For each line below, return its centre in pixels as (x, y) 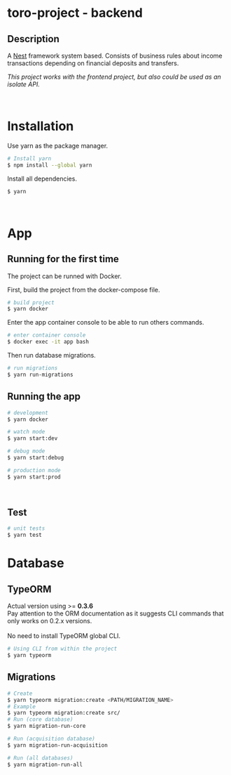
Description (33, 39)
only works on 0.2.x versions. (50, 621)
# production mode (34, 470)
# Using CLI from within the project (62, 649)
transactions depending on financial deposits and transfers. (93, 63)
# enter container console (47, 335)
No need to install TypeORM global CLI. (64, 636)
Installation (41, 126)
